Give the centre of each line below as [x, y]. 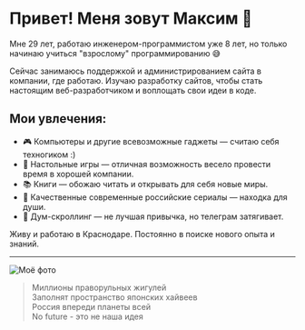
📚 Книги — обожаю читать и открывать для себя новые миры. [145, 184]
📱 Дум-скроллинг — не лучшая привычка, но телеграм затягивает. [153, 216]
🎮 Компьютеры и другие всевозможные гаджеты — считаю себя [151, 141]
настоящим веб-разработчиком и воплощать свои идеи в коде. [133, 90]
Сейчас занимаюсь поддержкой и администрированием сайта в [135, 71]
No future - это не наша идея [87, 316]
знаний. [24, 244]
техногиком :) [49, 155]
